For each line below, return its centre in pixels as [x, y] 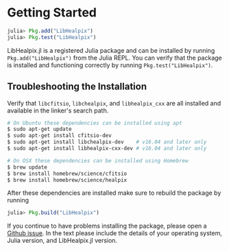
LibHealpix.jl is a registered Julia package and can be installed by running [111, 50]
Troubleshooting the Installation [77, 87]
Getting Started [52, 13]
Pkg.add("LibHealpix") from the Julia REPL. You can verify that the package [114, 58]
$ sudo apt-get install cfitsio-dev [59, 136]
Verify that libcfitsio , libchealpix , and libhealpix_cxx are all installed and [114, 103]
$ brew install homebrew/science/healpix [67, 180]
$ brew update [27, 167]
